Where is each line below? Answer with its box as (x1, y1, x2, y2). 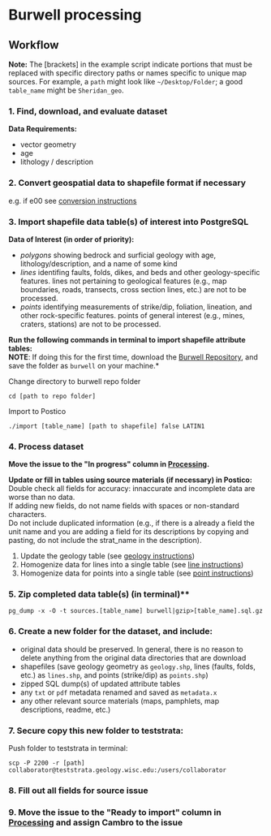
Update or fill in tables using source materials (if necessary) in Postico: (8, 475, 253, 485)
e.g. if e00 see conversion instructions (8, 196, 137, 205)
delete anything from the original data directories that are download (19, 653, 247, 662)
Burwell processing (8, 6, 142, 24)
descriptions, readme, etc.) (19, 705, 111, 714)
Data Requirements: (8, 124, 77, 134)
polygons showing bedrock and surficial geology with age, (19, 250, 217, 260)
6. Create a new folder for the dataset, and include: (8, 626, 213, 637)
